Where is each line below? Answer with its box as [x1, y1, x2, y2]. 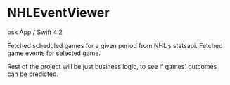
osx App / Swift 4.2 [7, 28, 63, 36]
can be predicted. [7, 70, 58, 78]
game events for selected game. [7, 49, 101, 57]
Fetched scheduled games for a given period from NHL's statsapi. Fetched [7, 41, 223, 49]
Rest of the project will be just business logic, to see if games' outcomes [7, 62, 217, 70]
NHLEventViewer [7, 5, 110, 21]
